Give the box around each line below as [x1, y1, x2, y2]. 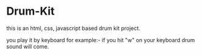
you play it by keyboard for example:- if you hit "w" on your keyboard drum [6, 36, 196, 43]
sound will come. [6, 43, 49, 50]
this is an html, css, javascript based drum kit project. [6, 24, 141, 32]
